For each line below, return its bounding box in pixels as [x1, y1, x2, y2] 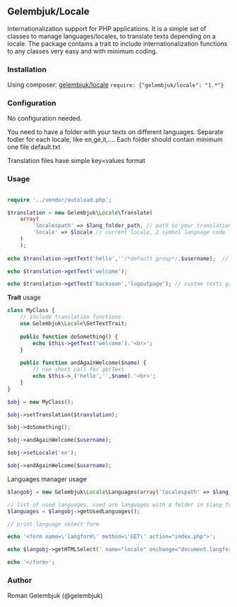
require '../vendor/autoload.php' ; [7, 196, 112, 203]
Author [7, 575, 32, 585]
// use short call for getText [32, 366, 125, 373]
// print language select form [7, 520, 99, 528]
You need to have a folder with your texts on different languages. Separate [7, 128, 224, 136]
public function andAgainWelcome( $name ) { [20, 359, 147, 366]
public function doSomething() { [20, 333, 119, 340]
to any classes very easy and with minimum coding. [7, 47, 158, 55]
